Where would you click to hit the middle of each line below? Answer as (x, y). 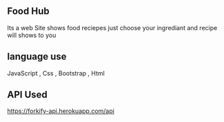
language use (37, 57)
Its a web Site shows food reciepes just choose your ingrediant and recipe (112, 27)
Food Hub (28, 11)
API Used (28, 95)
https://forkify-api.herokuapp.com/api (61, 111)
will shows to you (32, 35)
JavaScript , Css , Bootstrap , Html (56, 73)
